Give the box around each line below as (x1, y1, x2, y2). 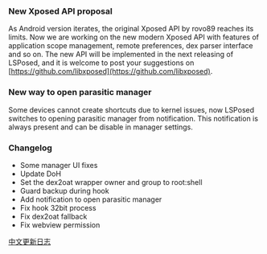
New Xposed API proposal (8, 6, 113, 17)
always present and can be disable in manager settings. (8, 122, 193, 132)
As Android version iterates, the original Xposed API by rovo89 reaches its (8, 24, 254, 34)
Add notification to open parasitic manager (19, 195, 162, 204)
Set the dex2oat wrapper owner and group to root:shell (19, 177, 203, 186)
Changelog (8, 142, 52, 154)
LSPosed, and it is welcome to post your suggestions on (8, 58, 195, 68)
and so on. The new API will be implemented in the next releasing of (8, 50, 234, 59)
